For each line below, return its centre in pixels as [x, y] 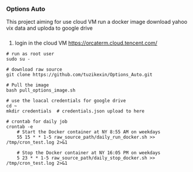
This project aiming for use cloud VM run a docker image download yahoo [97, 22]
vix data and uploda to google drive [50, 28]
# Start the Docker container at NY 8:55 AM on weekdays [89, 132]
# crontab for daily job [37, 122]
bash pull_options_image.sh [41, 90]
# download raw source [34, 70]
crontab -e [20, 127]
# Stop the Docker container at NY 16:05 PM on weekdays [89, 153]
